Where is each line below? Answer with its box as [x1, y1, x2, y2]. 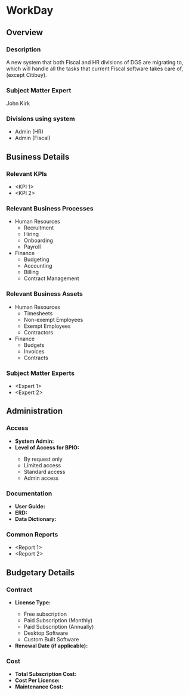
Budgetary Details [6, 567, 75, 578]
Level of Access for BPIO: [14, 443, 79, 451]
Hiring [23, 231, 39, 238]
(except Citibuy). [6, 71, 47, 78]
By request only [23, 455, 63, 463]
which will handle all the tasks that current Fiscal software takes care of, [6, 65, 184, 72]
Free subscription [23, 610, 67, 618]
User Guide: [14, 503, 46, 510]
